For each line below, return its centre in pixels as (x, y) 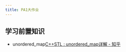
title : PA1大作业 (22, 10)
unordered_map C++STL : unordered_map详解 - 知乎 (66, 44)
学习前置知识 (25, 31)
